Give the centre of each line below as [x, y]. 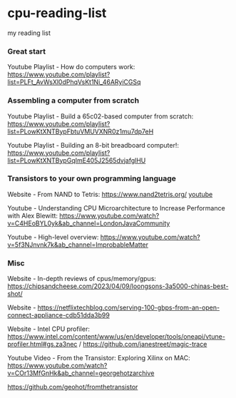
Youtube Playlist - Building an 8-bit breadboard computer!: [93, 145]
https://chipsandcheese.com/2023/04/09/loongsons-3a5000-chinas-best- [118, 286]
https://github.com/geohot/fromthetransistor [73, 387]
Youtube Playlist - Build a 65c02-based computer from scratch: [101, 116]
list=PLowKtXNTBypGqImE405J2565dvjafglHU [77, 160]
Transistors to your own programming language [92, 178]
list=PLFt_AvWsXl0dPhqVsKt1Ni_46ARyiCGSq [74, 82]
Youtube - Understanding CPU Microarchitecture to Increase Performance [117, 208]
